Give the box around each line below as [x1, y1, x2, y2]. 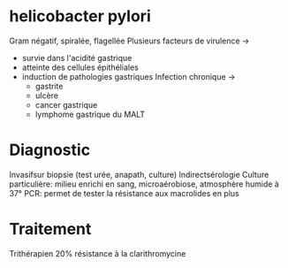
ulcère [34, 90, 59, 101]
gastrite [34, 80, 64, 91]
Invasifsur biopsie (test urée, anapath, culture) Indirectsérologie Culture [9, 169, 269, 180]
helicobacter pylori [9, 6, 152, 27]
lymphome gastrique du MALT [34, 109, 146, 119]
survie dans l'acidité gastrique [21, 52, 133, 63]
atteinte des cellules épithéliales [21, 62, 139, 73]
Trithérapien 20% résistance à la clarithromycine [9, 248, 186, 258]
